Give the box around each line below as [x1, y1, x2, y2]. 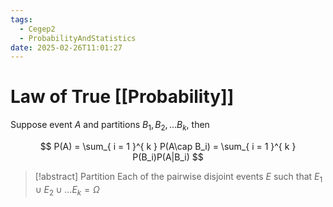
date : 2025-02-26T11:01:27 [10, 42, 123, 53]
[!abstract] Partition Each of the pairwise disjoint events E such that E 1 [34, 170, 323, 185]
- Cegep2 [19, 24, 56, 34]
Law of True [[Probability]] [10, 86, 235, 108]
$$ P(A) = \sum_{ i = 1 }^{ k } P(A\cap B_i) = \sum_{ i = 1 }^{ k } [39, 140, 297, 152]
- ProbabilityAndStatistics [19, 33, 137, 43]
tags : [10, 14, 33, 25]
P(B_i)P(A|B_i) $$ [132, 151, 204, 163]
